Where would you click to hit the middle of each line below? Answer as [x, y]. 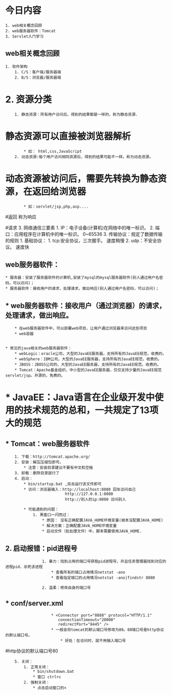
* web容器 [24, 334]
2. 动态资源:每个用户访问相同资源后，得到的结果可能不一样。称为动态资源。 [84, 157]
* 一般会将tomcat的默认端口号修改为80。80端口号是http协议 [107, 630]
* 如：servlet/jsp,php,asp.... [56, 206]
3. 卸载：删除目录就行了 [37, 473]
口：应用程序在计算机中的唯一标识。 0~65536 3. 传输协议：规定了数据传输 [84, 234]
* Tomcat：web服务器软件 [47, 444]
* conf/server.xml [34, 603]
